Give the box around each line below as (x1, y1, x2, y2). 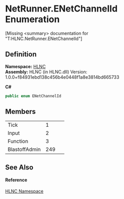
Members (5, 107, 36, 116)
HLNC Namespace (5, 188, 43, 194)
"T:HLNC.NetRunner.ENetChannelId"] (5, 36, 82, 42)
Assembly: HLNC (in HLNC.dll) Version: (5, 69, 87, 75)
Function (7, 138, 28, 145)
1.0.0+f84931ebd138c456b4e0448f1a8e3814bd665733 (5, 74, 119, 80)
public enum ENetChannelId (5, 93, 61, 98)
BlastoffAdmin (7, 146, 41, 153)
